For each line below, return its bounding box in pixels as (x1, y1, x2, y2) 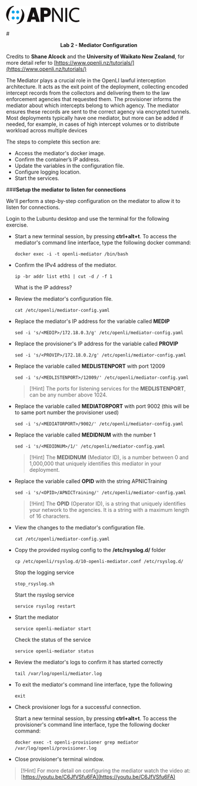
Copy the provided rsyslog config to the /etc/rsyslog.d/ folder (14, 547, 166, 553)
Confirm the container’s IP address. (14, 156, 101, 163)
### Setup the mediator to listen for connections (6, 186, 126, 193)
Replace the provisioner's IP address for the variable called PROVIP (14, 340, 178, 347)
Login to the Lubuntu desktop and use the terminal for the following (6, 215, 169, 222)
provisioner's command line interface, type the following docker (14, 721, 170, 728)
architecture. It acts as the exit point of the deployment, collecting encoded (6, 83, 188, 90)
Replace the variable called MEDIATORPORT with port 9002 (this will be (14, 403, 189, 409)
